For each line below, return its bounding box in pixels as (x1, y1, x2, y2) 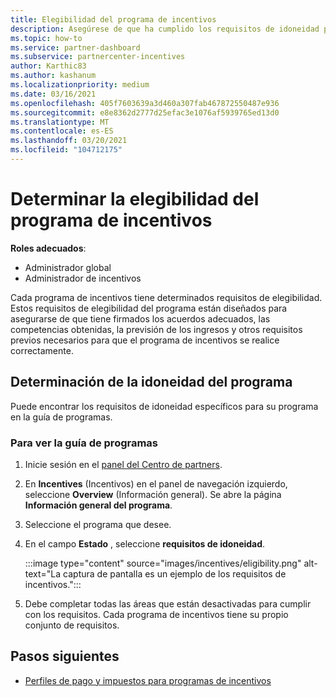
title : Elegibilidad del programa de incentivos (10, 14, 217, 25)
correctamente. (10, 344, 74, 356)
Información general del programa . (24, 499, 173, 511)
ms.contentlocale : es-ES (10, 126, 114, 136)
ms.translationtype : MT (10, 117, 110, 127)
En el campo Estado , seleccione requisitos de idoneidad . (24, 537, 266, 550)
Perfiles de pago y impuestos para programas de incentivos (24, 674, 272, 686)
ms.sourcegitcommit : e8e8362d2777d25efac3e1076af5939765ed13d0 (10, 107, 280, 118)
